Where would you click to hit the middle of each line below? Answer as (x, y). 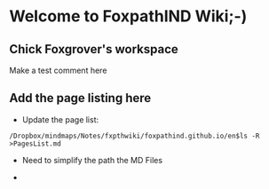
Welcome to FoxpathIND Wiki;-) (128, 16)
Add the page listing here (80, 98)
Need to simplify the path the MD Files (92, 160)
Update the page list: (60, 119)
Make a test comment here (58, 70)
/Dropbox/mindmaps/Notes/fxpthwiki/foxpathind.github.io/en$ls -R (134, 136)
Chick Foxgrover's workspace (94, 49)
